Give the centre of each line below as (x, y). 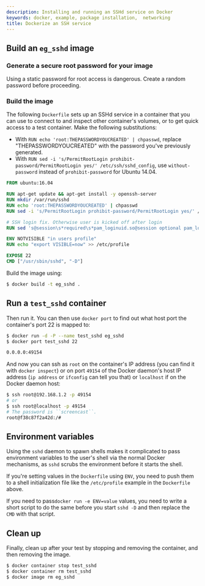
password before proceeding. (44, 86)
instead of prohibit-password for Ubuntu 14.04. (98, 172)
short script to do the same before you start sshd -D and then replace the (98, 508)
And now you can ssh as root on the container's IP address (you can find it (101, 364)
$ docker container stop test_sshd (52, 566)
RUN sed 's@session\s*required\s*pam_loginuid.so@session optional (94, 228)
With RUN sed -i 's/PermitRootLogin (61, 159)
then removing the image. (39, 555)
